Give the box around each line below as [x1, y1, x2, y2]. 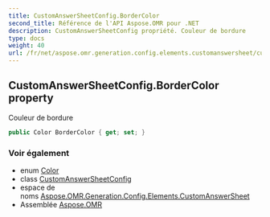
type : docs [8, 34, 45, 43]
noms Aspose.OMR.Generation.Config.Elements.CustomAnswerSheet [19, 190, 251, 201]
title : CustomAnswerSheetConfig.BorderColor [8, 11, 160, 20]
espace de [19, 182, 55, 192]
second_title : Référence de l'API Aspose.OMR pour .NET [8, 19, 199, 27]
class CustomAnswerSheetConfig [19, 174, 132, 183]
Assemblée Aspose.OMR [19, 199, 103, 209]
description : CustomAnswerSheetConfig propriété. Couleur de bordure [8, 27, 247, 35]
